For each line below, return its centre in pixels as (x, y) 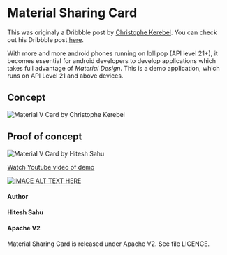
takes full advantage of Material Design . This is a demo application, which (113, 68)
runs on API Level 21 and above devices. (65, 76)
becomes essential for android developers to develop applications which (112, 60)
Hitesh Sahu (25, 212)
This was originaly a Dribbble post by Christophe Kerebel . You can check (112, 32)
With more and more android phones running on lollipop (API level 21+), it (112, 53)
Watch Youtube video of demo (51, 167)
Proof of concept (45, 137)
